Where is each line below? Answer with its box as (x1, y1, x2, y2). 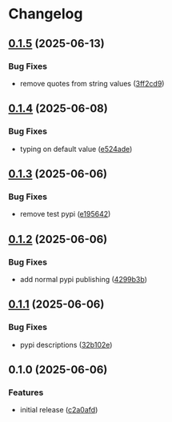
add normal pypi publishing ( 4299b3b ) (19, 274, 148, 284)
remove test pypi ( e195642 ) (19, 209, 111, 219)
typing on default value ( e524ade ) (19, 144, 133, 153)
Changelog (8, 5, 83, 23)
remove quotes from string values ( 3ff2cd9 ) (19, 78, 165, 88)
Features (8, 387, 44, 398)
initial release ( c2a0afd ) (19, 405, 98, 415)
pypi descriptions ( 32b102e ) (19, 340, 113, 349)
